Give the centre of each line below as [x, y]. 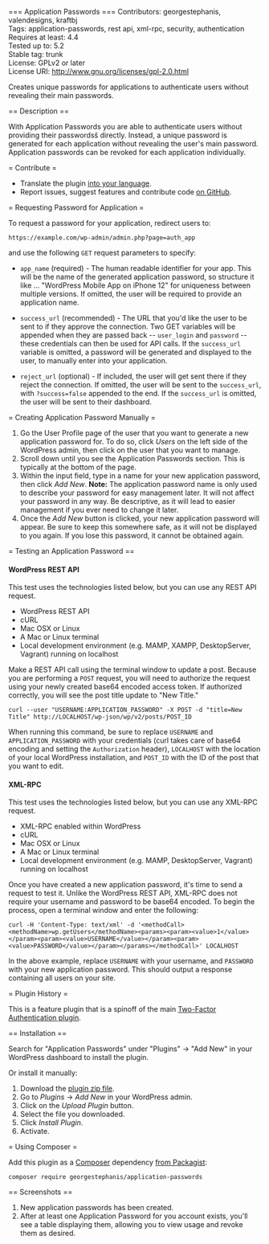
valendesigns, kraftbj [43, 20]
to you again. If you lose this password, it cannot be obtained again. [132, 535]
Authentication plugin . [45, 1018]
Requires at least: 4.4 [43, 37]
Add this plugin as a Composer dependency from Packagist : [108, 1162]
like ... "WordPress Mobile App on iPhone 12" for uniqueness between [135, 285]
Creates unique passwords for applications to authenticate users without [128, 87]
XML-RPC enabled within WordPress [80, 826]
